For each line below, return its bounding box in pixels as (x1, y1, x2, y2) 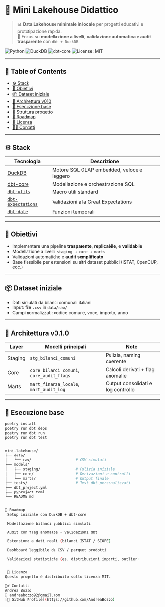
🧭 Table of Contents (5, 67, 67, 76)
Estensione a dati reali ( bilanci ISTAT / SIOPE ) (7, 539, 111, 544)
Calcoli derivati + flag (105, 366, 155, 373)
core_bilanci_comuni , (30, 367, 80, 373)
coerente (105, 358, 127, 365)
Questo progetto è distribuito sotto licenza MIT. (5, 574, 111, 579)
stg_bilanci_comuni (30, 355, 76, 361)
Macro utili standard (52, 189, 98, 195)
